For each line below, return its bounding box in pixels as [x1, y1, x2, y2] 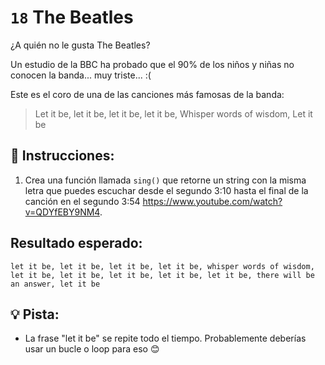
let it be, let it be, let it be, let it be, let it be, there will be [10, 270, 315, 280]
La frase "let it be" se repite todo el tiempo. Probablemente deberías [24, 332, 307, 345]
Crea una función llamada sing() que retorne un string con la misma [24, 174, 307, 186]
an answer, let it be [10, 279, 101, 289]
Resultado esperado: [10, 235, 143, 252]
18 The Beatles [10, 6, 134, 29]
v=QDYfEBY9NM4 [24, 206, 100, 218]
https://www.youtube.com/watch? [142, 195, 283, 207]
